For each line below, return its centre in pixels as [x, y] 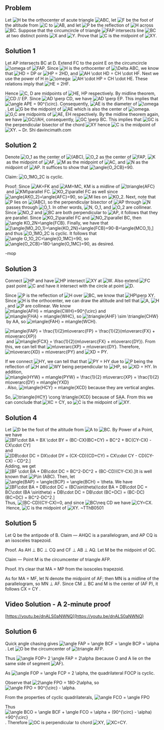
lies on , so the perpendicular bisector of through [78, 202]
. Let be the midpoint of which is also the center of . [78, 109]
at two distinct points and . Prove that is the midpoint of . [82, 35]
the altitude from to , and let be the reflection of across [79, 25]
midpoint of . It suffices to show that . [70, 168]
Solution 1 [20, 51]
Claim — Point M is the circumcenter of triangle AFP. [58, 559]
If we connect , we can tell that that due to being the [79, 362]
